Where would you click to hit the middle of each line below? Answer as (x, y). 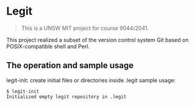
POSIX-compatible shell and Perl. (48, 46)
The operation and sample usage (70, 65)
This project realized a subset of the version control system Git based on (97, 40)
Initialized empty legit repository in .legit (66, 97)
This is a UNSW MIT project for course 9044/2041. (85, 28)
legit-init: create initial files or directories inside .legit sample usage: (91, 80)
